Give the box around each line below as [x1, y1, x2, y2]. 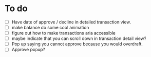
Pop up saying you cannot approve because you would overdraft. [11, 41, 143, 47]
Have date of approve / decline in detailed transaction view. [11, 19, 131, 25]
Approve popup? [11, 47, 45, 53]
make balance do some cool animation [11, 25, 90, 30]
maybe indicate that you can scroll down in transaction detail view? [11, 36, 147, 41]
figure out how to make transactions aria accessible [11, 30, 115, 36]
